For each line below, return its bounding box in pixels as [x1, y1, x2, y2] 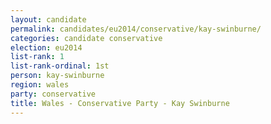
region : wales [10, 80, 70, 90]
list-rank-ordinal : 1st [10, 61, 110, 71]
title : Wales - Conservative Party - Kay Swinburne [10, 98, 230, 108]
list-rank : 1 [10, 52, 65, 62]
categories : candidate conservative [10, 33, 163, 43]
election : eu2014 [10, 42, 83, 53]
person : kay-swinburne [10, 71, 105, 81]
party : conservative [10, 89, 97, 99]
